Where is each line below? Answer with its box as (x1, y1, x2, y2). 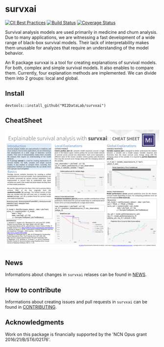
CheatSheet (5, 116, 43, 125)
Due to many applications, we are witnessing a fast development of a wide (5, 34, 155, 40)
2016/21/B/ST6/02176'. (5, 336, 51, 342)
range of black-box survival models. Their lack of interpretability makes (5, 39, 149, 45)
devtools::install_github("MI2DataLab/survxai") (5, 103, 106, 108)
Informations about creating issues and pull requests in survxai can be (5, 299, 148, 305)
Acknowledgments (5, 318, 65, 327)
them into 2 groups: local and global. (5, 75, 79, 81)
